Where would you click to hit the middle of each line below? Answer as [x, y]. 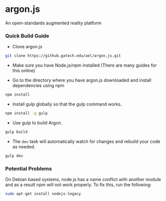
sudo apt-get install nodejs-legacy [43, 194]
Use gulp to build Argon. [37, 122]
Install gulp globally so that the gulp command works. [67, 104]
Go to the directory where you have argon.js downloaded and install [82, 80]
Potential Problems [29, 169]
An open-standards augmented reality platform [53, 23]
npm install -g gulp [27, 113]
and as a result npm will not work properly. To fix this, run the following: [78, 185]
